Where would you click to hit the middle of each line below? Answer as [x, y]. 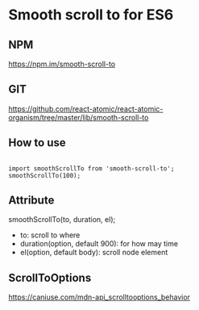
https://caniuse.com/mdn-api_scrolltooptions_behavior [99, 297]
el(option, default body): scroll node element [94, 253]
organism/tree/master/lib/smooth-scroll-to [79, 117]
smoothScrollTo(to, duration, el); [62, 220]
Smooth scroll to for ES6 [91, 15]
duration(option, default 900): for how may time [99, 244]
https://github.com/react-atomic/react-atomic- [86, 109]
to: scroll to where [50, 235]
